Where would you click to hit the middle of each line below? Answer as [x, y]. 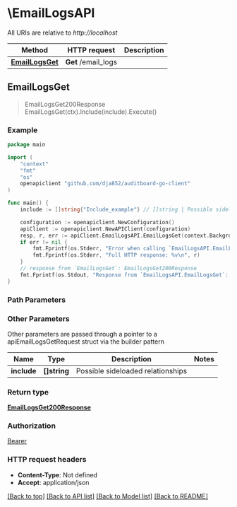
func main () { [28, 203]
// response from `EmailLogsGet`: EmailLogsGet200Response [109, 269]
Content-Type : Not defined [57, 474]
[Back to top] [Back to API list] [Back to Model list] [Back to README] [108, 496]
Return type [28, 392]
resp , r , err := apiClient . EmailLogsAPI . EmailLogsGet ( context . [115, 235]
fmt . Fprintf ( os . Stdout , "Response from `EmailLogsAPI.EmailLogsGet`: [124, 275]
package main [26, 145]
